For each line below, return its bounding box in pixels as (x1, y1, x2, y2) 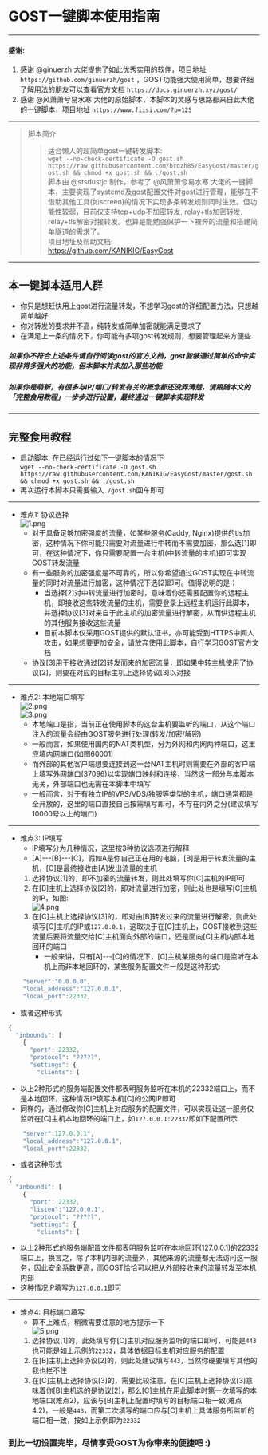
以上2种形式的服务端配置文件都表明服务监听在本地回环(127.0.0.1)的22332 (19, 1243, 259, 1253)
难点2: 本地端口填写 (19, 692, 85, 702)
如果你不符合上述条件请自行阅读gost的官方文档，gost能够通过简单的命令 (8, 350, 249, 360)
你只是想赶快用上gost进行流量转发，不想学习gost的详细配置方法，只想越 (19, 301, 259, 310)
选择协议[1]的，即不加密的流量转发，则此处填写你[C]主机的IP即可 (31, 873, 246, 883)
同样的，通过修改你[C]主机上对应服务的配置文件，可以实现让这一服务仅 (19, 1103, 254, 1113)
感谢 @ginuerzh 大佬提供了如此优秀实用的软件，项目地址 (19, 65, 207, 74)
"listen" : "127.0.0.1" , (29, 1205, 105, 1213)
